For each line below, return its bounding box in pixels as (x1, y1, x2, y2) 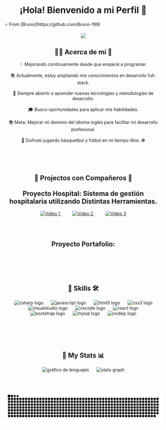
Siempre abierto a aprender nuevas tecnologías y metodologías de (16, 90, 154, 96)
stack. (77, 79, 90, 85)
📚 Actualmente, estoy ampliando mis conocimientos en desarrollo (10, 72, 147, 78)
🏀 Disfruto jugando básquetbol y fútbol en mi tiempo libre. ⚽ (21, 137, 146, 143)
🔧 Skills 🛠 (67, 284, 99, 292)
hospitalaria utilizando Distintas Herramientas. (9, 197, 158, 206)
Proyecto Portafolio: (51, 239, 115, 248)
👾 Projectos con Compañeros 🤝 (34, 174, 133, 183)
